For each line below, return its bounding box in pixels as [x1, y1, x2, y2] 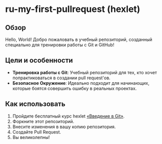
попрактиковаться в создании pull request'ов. [12, 75, 111, 81]
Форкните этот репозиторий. [12, 118, 74, 124]
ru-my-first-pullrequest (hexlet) [5, 3, 140, 15]
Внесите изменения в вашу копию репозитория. [12, 124, 116, 130]
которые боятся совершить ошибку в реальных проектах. [12, 85, 137, 91]
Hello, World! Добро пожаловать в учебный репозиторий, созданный [5, 36, 152, 42]
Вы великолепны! [12, 134, 50, 140]
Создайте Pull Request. [12, 129, 61, 135]
